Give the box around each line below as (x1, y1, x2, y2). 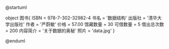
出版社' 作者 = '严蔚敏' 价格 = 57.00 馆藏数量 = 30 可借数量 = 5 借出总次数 (9, 21, 164, 27)
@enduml (5, 38, 25, 44)
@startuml (5, 5, 27, 10)
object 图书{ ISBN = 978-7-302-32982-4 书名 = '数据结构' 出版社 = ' (5, 15, 149, 21)
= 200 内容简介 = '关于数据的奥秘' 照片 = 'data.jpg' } (5, 28, 115, 34)
